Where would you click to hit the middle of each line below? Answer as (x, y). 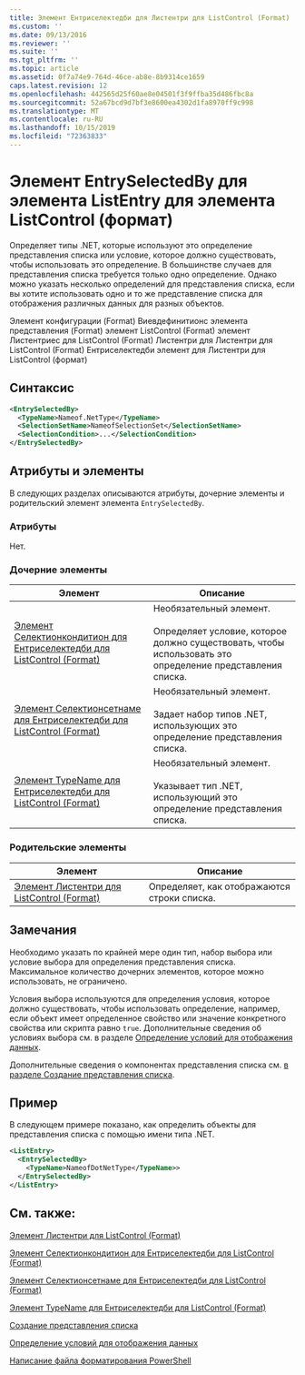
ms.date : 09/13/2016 (49, 35)
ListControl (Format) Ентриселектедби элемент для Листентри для (138, 349)
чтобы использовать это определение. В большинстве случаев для (141, 264)
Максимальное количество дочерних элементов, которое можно (137, 971)
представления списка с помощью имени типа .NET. (112, 1135)
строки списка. (182, 897)
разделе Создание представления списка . (92, 1074)
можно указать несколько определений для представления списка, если (152, 284)
